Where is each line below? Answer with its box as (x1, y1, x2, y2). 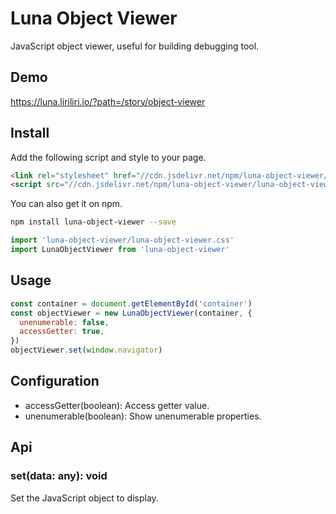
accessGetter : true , (19, 327, 105, 337)
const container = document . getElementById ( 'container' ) (10, 298, 253, 309)
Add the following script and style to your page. (10, 151, 207, 163)
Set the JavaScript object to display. (10, 492, 159, 504)
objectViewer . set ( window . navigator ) (10, 345, 163, 356)
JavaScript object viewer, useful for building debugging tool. (10, 40, 260, 52)
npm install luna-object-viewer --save (10, 217, 177, 227)
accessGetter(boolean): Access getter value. (24, 399, 210, 411)
